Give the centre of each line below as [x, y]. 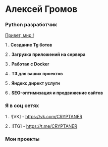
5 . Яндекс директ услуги [33, 83]
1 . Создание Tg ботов [29, 45]
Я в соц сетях [22, 106]
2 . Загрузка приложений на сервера [45, 54]
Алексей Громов [41, 9]
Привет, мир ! [20, 35]
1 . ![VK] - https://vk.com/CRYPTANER [44, 116]
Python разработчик [31, 25]
